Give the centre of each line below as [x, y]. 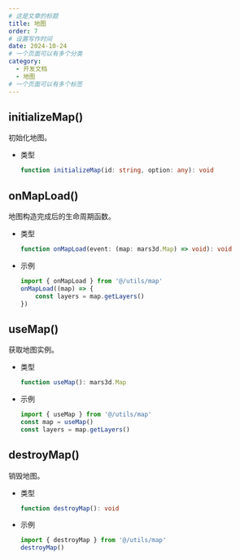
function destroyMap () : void [70, 508]
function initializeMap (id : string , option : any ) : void [117, 171]
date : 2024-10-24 [38, 46]
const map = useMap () [57, 422]
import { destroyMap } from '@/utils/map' [93, 540]
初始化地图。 [30, 138]
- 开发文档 [32, 69]
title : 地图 [27, 24]
